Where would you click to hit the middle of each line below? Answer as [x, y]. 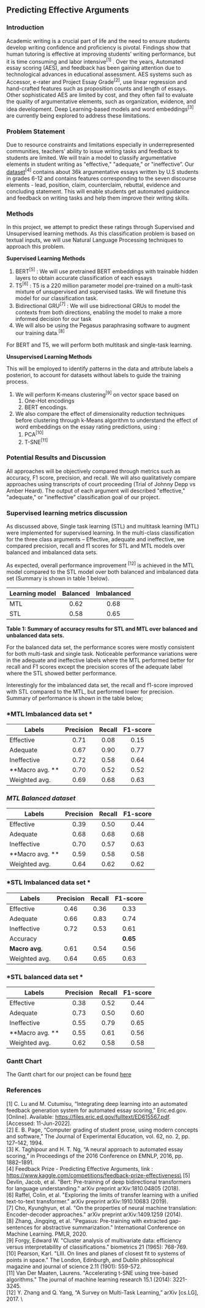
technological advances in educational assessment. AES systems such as [99, 74]
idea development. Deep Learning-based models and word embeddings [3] [100, 108]
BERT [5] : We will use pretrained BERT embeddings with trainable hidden [106, 271]
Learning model [33, 593]
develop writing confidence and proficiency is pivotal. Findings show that [99, 47]
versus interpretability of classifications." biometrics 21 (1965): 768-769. [97, 1247]
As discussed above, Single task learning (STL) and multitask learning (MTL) [103, 527]
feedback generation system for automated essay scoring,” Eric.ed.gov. [97, 1110]
